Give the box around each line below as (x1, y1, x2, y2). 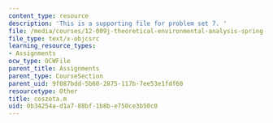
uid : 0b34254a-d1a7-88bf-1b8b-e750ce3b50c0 (8, 102, 158, 110)
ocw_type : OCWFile (8, 57, 71, 66)
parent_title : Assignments (8, 65, 100, 73)
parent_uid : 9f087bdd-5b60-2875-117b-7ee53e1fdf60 (8, 79, 184, 87)
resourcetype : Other (8, 87, 79, 95)
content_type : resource (8, 11, 89, 20)
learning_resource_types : (8, 42, 96, 50)
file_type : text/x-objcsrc (8, 34, 100, 43)
